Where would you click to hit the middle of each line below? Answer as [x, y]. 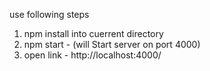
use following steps [49, 14]
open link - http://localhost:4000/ [92, 55]
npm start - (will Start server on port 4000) [112, 44]
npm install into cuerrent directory [93, 33]
